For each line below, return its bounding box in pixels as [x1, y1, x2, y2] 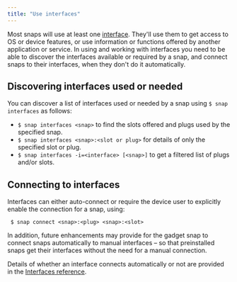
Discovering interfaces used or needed [7, 81, 183, 93]
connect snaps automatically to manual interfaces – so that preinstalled [7, 239, 215, 247]
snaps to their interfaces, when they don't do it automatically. [7, 60, 186, 68]
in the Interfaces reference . [7, 267, 87, 276]
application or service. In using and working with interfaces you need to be [7, 45, 226, 53]
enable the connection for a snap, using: [7, 205, 125, 213]
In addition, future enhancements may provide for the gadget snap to [7, 231, 209, 239]
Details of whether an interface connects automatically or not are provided [7, 260, 224, 269]
